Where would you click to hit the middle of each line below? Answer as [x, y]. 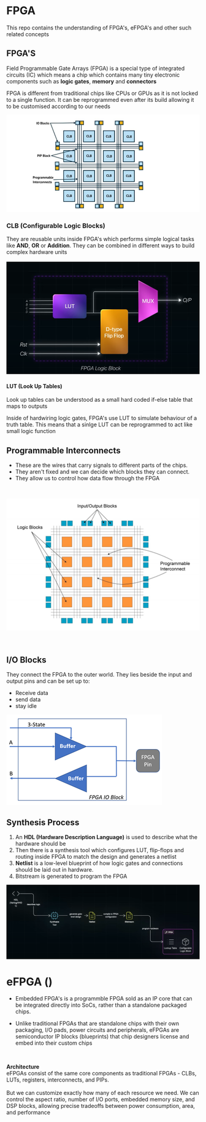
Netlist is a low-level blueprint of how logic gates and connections [99, 863]
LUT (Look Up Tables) [34, 386]
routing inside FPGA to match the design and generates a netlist [96, 857]
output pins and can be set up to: [48, 681]
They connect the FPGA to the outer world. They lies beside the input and [99, 675]
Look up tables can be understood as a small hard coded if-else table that [100, 400]
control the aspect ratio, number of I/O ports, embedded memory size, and [101, 1099]
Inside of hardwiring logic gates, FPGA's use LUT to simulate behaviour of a [102, 418]
